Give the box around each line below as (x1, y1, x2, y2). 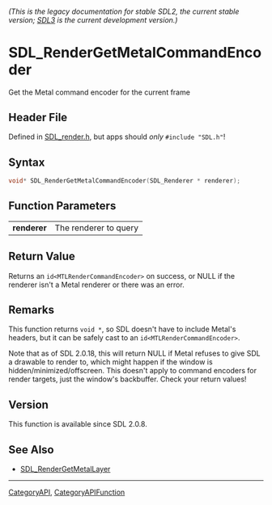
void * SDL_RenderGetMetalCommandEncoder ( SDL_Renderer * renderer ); (8, 177, 241, 185)
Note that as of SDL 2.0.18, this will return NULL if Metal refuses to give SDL (8, 348, 261, 359)
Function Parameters (8, 199, 117, 213)
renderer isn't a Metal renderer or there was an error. (8, 280, 185, 289)
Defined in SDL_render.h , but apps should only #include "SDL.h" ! (8, 132, 226, 141)
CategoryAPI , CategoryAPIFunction (8, 487, 125, 497)
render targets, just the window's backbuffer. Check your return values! (8, 374, 247, 384)
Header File (8, 110, 68, 124)
